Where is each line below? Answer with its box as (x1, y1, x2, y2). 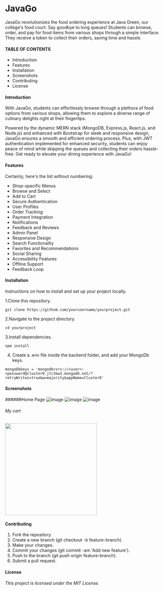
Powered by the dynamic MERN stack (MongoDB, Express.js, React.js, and (5, 125, 156, 131)
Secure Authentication (12, 198, 58, 204)
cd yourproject (5, 325, 36, 330)
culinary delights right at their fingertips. (5, 116, 86, 122)
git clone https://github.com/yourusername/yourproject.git (5, 307, 131, 312)
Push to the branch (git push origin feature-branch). (12, 553, 117, 559)
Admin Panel (12, 230, 38, 235)
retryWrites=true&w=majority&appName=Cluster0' (5, 375, 104, 380)
